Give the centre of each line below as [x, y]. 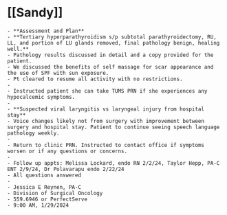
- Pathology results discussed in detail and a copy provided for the [110, 55]
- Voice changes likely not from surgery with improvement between [106, 121]
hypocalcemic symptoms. [41, 97]
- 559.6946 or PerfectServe [47, 199]
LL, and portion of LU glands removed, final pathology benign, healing [113, 43]
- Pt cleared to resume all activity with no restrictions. [95, 79]
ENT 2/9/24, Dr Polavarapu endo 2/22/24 [66, 169]
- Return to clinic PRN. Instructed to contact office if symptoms [106, 145]
